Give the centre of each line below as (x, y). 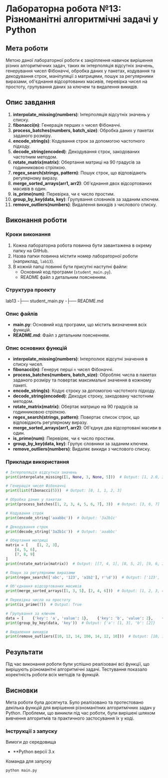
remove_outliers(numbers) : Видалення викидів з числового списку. (85, 204)
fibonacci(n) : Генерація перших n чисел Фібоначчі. (67, 125)
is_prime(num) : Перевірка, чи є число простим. (64, 194)
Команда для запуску (29, 762)
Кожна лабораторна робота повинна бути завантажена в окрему (82, 245)
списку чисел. (28, 364)
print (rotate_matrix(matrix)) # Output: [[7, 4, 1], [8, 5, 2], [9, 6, (83, 564)
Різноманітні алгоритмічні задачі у (82, 19)
